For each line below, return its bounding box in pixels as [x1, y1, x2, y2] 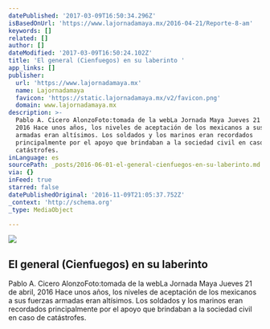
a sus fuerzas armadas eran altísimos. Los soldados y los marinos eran [8, 296, 243, 306]
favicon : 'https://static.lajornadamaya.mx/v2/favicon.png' [15, 94, 221, 102]
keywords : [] [8, 26, 52, 35]
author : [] [8, 42, 45, 50]
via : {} [8, 169, 35, 177]
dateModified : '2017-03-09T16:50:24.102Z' [8, 49, 153, 57]
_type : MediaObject [8, 205, 74, 213]
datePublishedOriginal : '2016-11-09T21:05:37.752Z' [8, 190, 185, 199]
